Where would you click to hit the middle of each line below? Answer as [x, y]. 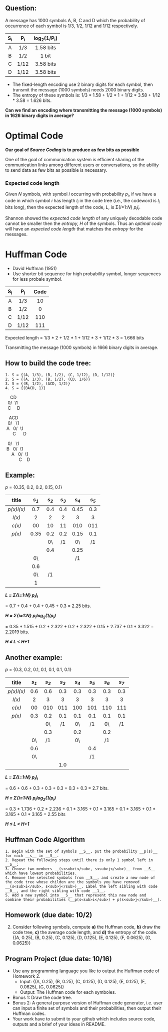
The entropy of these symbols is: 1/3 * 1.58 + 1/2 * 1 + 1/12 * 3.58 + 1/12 [86, 95]
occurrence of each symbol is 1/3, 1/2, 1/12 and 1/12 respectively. [72, 26]
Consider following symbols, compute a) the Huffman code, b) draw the [86, 927]
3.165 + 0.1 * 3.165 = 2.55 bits [35, 814]
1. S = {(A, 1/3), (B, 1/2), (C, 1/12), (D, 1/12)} [60, 375]
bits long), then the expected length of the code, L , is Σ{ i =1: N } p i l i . [73, 208]
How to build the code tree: [48, 363]
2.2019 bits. [17, 632]
